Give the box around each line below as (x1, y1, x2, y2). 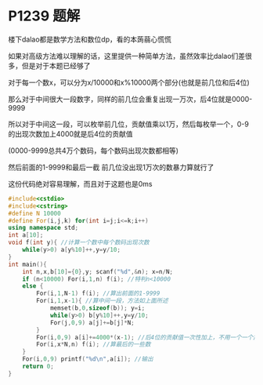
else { (22, 282, 44, 290)
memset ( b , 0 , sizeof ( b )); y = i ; (49, 304, 146, 312)
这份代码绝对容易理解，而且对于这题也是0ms (8, 179, 153, 188)
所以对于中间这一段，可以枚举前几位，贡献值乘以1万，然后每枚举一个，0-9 (8, 119, 249, 129)
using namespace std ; (8, 224, 79, 232)
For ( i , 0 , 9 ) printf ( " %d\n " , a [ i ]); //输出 (22, 355, 154, 363)
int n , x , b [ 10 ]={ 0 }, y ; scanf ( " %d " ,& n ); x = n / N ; (22, 267, 174, 275)
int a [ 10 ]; (8, 231, 44, 239)
